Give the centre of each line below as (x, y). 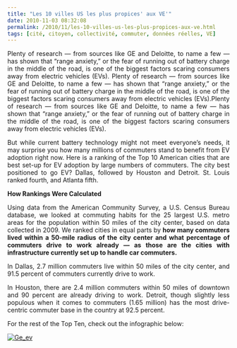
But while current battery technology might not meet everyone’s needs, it (119, 143)
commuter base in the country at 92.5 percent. (97, 310)
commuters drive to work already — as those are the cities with (119, 245)
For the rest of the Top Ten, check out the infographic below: (96, 324)
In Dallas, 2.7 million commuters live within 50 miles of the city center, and (119, 267)
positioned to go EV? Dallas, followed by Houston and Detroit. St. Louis (119, 173)
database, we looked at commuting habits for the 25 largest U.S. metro (119, 215)
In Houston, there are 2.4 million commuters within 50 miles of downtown (119, 288)
